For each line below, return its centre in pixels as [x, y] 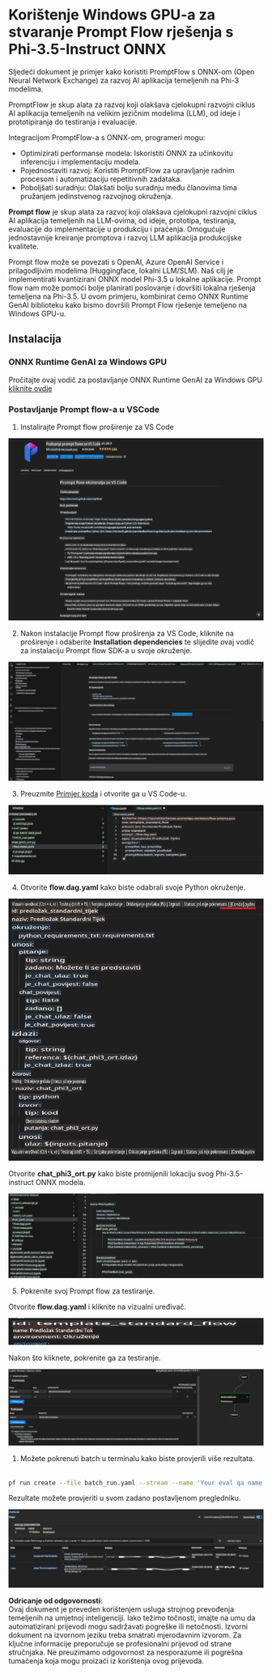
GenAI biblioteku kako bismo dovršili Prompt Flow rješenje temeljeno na [127, 304]
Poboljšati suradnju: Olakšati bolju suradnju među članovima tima [128, 187]
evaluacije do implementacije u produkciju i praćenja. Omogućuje [117, 229]
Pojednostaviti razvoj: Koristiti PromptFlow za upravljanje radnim [127, 170]
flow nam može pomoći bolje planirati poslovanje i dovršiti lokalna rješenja [132, 287]
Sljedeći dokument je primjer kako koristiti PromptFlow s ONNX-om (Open [132, 71]
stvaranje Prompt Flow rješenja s [121, 32]
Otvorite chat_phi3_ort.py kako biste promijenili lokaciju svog [111, 1173]
